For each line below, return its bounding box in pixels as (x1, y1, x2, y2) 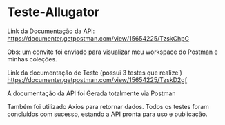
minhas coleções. (7, 55, 57, 63)
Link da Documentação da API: (7, 27, 95, 35)
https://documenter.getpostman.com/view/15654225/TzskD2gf (7, 75, 188, 84)
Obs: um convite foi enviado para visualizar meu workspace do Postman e (7, 48, 219, 56)
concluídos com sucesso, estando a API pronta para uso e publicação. (7, 110, 208, 118)
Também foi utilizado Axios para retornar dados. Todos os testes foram (7, 102, 209, 110)
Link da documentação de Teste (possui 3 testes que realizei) (7, 68, 183, 77)
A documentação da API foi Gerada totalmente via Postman (7, 89, 176, 97)
